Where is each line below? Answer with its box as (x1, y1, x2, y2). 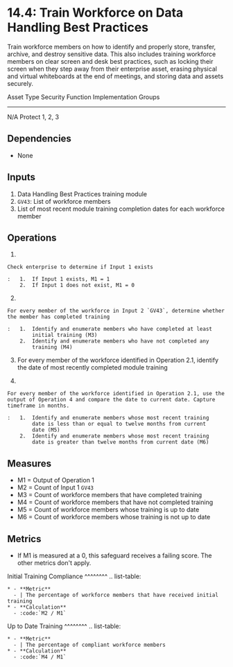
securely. (7, 79, 33, 87)
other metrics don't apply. (17, 559, 92, 566)
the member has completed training (7, 313, 110, 320)
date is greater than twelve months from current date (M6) (32, 439, 209, 446)
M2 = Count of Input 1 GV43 (17, 483, 94, 492)
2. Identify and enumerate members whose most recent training (19, 433, 209, 440)
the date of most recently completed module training (17, 363, 168, 372)
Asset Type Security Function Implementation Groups (7, 92, 160, 101)
